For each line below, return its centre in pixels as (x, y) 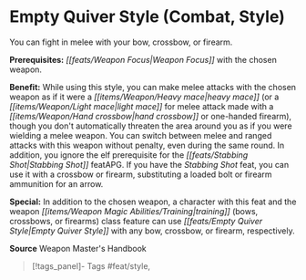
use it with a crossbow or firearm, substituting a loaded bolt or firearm (141, 174)
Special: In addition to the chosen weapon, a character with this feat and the (153, 202)
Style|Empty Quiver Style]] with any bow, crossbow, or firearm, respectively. (153, 231)
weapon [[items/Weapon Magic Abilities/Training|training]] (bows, (134, 211)
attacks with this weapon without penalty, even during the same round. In (147, 145)
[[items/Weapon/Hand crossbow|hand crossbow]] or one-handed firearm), (151, 116)
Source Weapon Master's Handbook (78, 248)
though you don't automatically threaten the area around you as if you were (151, 126)
